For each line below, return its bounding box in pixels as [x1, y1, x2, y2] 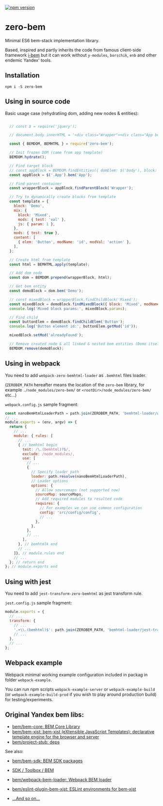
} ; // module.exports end [5, 564, 57, 569]
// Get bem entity [9, 284, 47, 289]
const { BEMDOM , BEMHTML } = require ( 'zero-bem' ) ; [9, 141, 114, 147]
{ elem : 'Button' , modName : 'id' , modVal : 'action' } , [17, 240, 131, 245]
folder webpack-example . [5, 677, 52, 683]
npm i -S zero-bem [5, 84, 42, 89]
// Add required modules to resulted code [35, 496, 123, 502]
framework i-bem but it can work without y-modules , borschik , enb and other [5, 52, 157, 58]
